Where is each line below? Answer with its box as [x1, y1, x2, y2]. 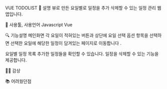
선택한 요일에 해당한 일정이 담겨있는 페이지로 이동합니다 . [10, 40, 122, 46]
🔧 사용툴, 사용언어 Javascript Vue [5, 22, 73, 27]
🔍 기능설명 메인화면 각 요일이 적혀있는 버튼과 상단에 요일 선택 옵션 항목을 [5, 32, 149, 38]
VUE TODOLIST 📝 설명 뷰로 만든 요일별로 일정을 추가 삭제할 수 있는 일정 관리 [5, 5, 156, 10]
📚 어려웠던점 [5, 78, 32, 84]
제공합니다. [5, 57, 27, 63]
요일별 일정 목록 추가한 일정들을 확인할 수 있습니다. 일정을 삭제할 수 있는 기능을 [5, 51, 159, 56]
